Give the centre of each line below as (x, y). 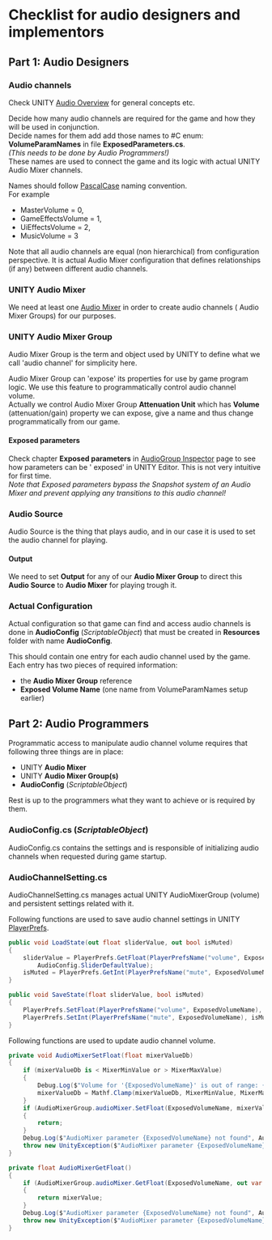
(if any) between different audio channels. (78, 268)
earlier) (32, 698)
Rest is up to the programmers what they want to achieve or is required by (132, 800)
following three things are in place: (66, 752)
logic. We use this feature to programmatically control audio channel (122, 387)
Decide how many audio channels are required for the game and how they (132, 118)
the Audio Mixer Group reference (76, 681)
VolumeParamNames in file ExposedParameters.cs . (97, 144)
